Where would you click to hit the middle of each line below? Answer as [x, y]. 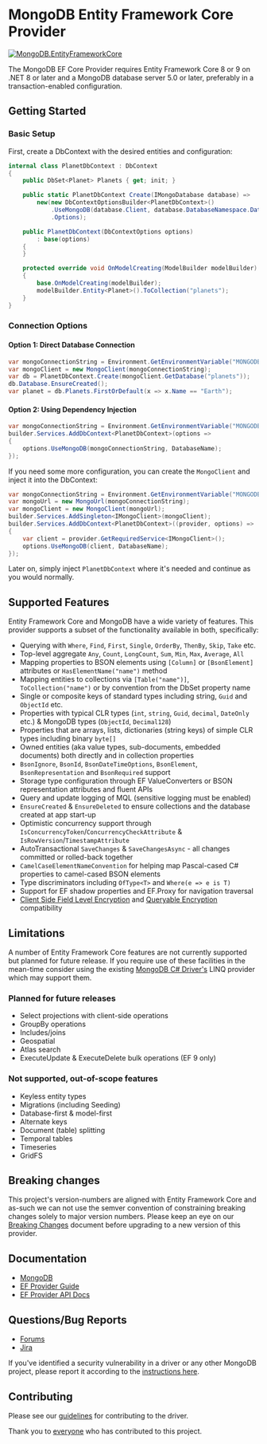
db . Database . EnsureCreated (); [58, 384]
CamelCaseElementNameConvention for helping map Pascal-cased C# [129, 866]
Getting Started [47, 111]
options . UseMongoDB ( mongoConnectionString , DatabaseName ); [122, 448]
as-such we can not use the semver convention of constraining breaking [127, 1208]
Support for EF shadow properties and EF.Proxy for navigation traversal [137, 891]
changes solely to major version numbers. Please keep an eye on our [121, 1217]
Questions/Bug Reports [68, 1320]
